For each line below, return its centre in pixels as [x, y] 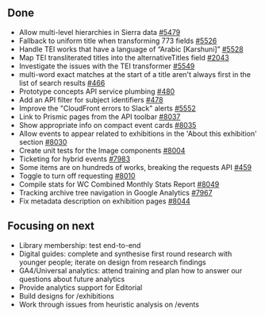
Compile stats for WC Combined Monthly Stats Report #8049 [119, 184]
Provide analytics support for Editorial [81, 287]
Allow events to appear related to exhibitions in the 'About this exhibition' [138, 133]
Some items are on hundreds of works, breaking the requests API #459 [135, 167]
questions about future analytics [72, 279]
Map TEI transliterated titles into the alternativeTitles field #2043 [124, 57]
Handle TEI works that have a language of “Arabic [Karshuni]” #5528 [131, 49]
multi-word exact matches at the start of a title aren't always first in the [135, 74]
